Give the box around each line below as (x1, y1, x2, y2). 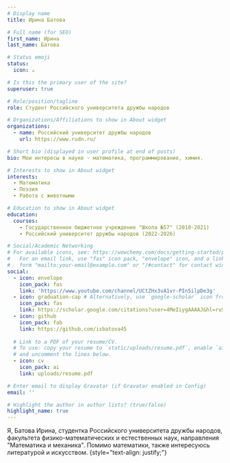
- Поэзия (13, 186, 38, 193)
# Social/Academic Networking (7, 243, 94, 250)
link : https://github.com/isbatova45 (19, 325, 127, 333)
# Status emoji (7, 54, 51, 61)
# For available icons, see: (7, 249, 90, 256)
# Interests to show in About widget (7, 167, 115, 174)
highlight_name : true (7, 407, 69, 415)
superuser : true (7, 85, 53, 93)
